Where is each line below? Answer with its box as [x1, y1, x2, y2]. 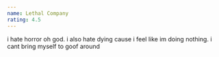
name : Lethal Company [7, 9, 69, 17]
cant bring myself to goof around [7, 42, 101, 50]
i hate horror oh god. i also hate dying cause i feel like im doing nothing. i [7, 35, 212, 43]
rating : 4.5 [7, 16, 41, 23]
